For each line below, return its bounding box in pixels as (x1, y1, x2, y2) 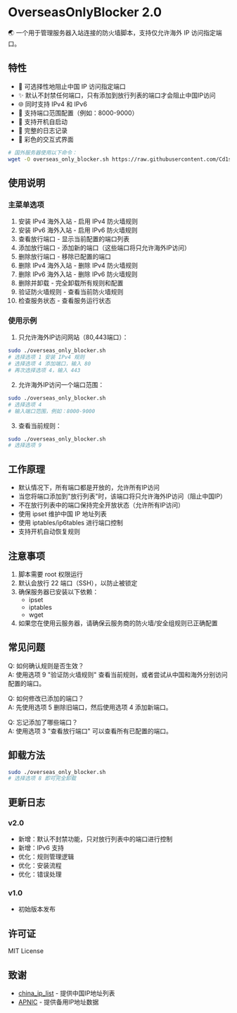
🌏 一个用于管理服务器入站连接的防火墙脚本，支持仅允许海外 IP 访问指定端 (8, 28, 222, 37)
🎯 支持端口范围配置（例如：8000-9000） (18, 109, 139, 117)
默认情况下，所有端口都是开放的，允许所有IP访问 (18, 484, 160, 492)
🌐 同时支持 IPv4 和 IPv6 (18, 99, 87, 108)
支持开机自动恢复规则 (18, 527, 80, 536)
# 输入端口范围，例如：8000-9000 (8, 407, 96, 415)
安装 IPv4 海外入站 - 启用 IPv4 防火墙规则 (18, 217, 139, 226)
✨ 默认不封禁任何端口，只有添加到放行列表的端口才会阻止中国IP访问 (18, 91, 216, 99)
